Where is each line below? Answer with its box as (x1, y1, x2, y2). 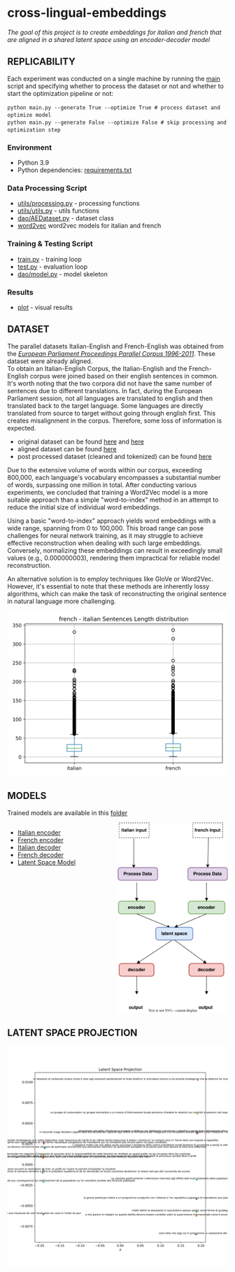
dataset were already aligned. (7, 357, 93, 365)
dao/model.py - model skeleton (17, 269, 108, 278)
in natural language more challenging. (7, 597, 117, 605)
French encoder (17, 835, 64, 844)
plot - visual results (17, 303, 73, 311)
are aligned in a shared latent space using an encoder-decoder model (7, 35, 211, 43)
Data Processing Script (7, 183, 87, 193)
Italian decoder (17, 843, 62, 851)
